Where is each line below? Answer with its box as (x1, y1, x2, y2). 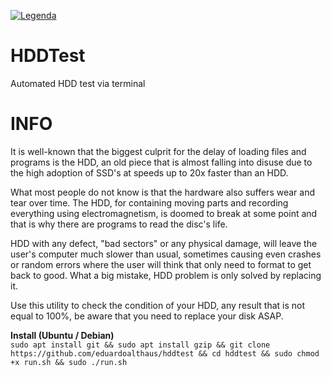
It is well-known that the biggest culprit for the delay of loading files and (10, 145, 307, 157)
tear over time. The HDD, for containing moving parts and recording (10, 196, 289, 209)
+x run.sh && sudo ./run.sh (10, 357, 128, 367)
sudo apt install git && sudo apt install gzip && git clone (10, 340, 271, 350)
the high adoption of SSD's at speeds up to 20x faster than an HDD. (10, 166, 289, 179)
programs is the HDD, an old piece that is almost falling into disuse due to (10, 156, 313, 168)
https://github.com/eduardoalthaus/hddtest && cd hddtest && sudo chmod (10, 348, 320, 359)
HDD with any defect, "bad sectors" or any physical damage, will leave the (10, 237, 318, 249)
